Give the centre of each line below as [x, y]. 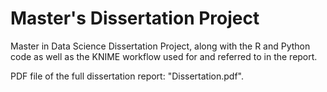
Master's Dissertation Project [135, 18]
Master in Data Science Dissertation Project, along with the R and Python [160, 46]
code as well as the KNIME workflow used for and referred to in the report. [164, 56]
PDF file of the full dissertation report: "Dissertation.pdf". [127, 76]
